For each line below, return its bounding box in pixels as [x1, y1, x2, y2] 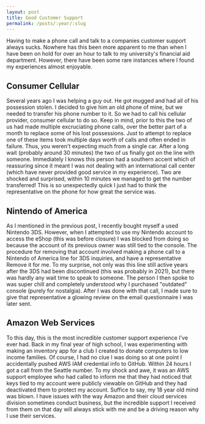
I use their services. [6, 412, 56, 419]
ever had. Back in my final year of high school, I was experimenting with [6, 340, 188, 348]
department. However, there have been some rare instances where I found [6, 56, 195, 64]
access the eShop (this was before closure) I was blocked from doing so [6, 235, 189, 242]
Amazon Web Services [6, 318, 95, 328]
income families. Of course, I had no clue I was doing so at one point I [6, 353, 182, 361]
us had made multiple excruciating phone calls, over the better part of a [6, 123, 187, 130]
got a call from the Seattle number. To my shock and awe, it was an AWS [6, 366, 190, 374]
